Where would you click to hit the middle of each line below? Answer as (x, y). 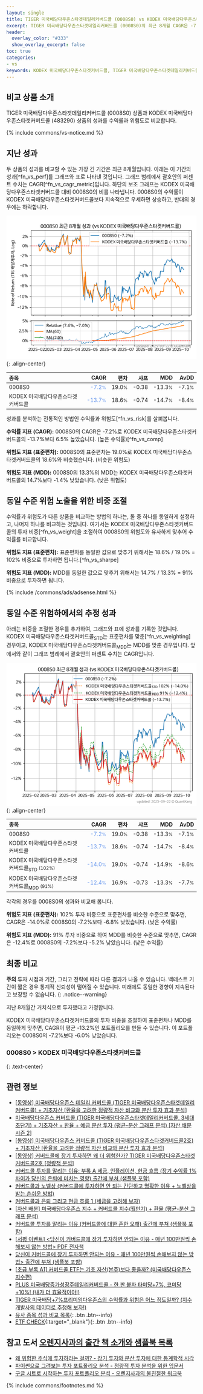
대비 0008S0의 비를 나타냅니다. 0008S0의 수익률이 (122, 192)
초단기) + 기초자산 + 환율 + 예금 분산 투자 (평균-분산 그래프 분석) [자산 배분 (103, 1125)
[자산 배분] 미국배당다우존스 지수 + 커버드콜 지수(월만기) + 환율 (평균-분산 (102, 1209)
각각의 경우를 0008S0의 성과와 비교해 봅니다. (60, 902)
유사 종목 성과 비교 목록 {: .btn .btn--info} (64, 1315)
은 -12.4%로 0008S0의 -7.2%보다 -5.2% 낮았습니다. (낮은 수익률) (85, 942)
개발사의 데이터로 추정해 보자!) (51, 1307)
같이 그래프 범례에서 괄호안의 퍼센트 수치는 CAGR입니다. (89, 654)
